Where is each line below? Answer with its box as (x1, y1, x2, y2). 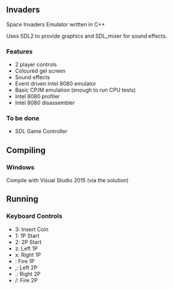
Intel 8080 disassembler (14, 99, 75, 107)
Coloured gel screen (14, 67, 66, 74)
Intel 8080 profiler (14, 93, 60, 100)
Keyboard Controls (6, 212, 63, 221)
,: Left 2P (14, 264, 38, 271)
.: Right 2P (14, 270, 41, 278)
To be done (6, 114, 40, 122)
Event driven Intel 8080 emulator (14, 80, 97, 88)
